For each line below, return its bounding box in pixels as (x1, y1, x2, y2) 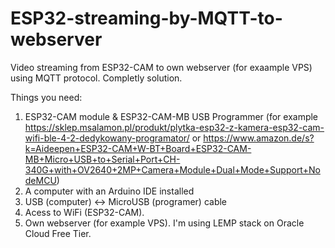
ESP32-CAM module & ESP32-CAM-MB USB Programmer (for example (24, 110, 319, 122)
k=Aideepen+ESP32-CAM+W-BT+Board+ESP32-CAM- (24, 142, 252, 154)
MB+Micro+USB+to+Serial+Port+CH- (24, 153, 181, 165)
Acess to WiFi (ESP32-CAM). (24, 206, 145, 218)
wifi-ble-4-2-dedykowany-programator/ (24, 132, 190, 144)
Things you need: (10, 91, 83, 103)
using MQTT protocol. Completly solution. (10, 72, 183, 84)
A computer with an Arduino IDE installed (24, 185, 195, 197)
